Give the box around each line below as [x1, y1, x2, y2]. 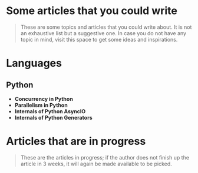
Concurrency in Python [14, 95, 74, 102]
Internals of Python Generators [14, 114, 93, 121]
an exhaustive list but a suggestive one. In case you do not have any [20, 29, 187, 36]
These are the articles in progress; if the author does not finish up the [20, 154, 190, 161]
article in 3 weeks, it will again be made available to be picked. [20, 160, 172, 167]
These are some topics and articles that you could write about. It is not [20, 23, 192, 30]
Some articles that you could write [6, 4, 178, 18]
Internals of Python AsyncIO [14, 107, 86, 115]
